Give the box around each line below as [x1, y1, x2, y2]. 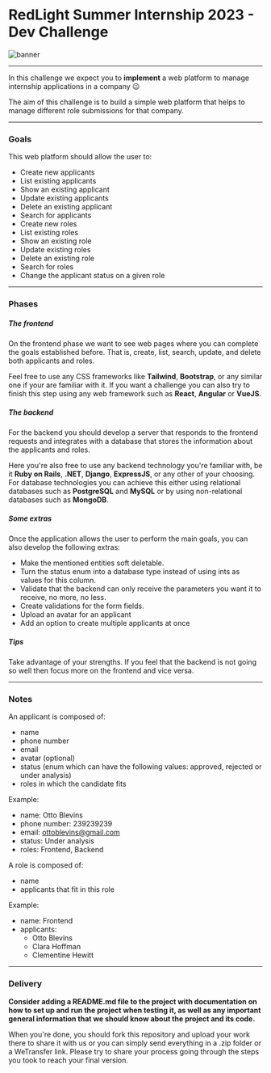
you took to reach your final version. [8, 1055, 129, 1065]
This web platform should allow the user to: [8, 152, 152, 162]
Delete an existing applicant [19, 202, 113, 212]
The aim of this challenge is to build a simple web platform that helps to [8, 97, 246, 107]
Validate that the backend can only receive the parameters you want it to [19, 584, 262, 594]
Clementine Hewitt [31, 950, 94, 960]
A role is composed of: [8, 860, 84, 870]
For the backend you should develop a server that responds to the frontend [8, 428, 258, 437]
